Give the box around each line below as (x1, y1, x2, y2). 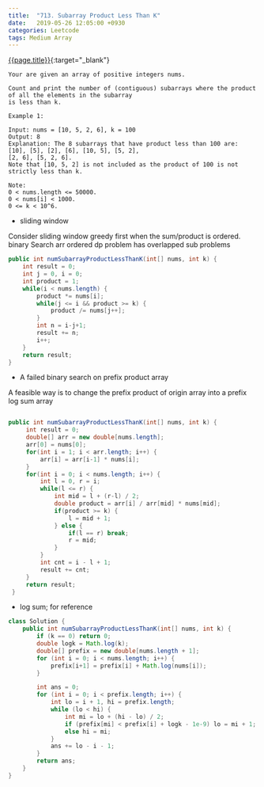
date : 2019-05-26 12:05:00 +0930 (8, 19, 126, 27)
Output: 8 (8, 133, 41, 141)
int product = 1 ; (22, 277, 80, 285)
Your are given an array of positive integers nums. (8, 70, 186, 79)
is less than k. (8, 98, 62, 107)
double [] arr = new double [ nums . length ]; (25, 433, 164, 442)
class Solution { (8, 618, 66, 625)
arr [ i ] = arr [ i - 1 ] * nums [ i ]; (40, 455, 140, 463)
